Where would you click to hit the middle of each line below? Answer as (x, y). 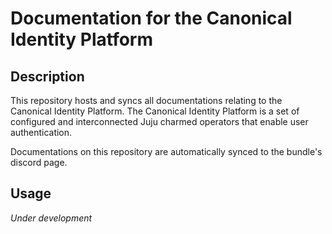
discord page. (39, 162)
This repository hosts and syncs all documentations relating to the (146, 100)
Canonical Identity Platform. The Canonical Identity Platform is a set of (155, 111)
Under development (51, 218)
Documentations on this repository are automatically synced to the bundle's (166, 151)
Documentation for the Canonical (151, 18)
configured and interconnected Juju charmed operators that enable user (159, 121)
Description (47, 76)
